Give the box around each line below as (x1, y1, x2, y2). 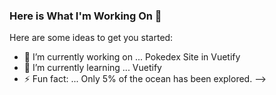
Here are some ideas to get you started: (9, 32, 174, 44)
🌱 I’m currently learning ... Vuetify (23, 62, 162, 74)
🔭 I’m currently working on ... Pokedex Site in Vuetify (23, 51, 241, 63)
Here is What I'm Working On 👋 (9, 9, 162, 23)
